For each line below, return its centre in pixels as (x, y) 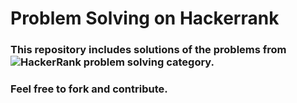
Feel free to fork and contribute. (89, 89)
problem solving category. (149, 62)
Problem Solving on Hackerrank (145, 18)
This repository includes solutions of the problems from (148, 50)
